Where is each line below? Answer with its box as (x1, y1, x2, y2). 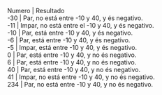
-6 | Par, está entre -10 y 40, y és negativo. (7, 36, 131, 44)
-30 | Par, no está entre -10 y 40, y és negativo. (7, 14, 143, 22)
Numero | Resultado (7, 7, 65, 15)
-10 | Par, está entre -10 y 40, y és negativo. (7, 28, 133, 37)
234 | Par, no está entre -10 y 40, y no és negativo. (7, 80, 154, 88)
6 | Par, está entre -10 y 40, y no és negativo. (7, 58, 137, 66)
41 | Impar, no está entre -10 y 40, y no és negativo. (7, 73, 155, 81)
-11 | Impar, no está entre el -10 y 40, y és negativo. (7, 21, 154, 29)
